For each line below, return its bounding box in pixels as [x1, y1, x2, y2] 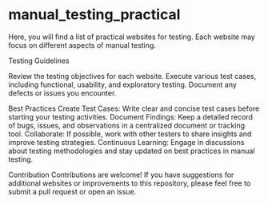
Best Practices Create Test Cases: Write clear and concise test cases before [8, 104, 260, 113]
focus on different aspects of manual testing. [8, 40, 156, 49]
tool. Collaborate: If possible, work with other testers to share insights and [8, 129, 252, 139]
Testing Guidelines [8, 56, 70, 65]
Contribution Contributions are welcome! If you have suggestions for [8, 170, 234, 179]
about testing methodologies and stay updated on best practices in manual [8, 146, 255, 155]
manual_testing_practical [8, 6, 181, 24]
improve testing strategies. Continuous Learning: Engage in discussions [8, 137, 245, 147]
